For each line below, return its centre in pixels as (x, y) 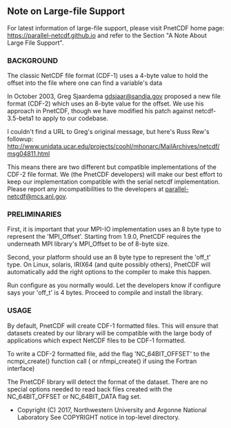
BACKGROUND (33, 60)
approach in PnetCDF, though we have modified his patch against (100, 111)
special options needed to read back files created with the (90, 389)
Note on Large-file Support (66, 11)
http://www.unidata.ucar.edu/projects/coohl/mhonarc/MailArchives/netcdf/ (113, 146)
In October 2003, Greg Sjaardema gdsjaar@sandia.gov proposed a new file (114, 97)
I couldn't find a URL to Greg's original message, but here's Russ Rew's (108, 132)
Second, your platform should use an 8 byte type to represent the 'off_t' (109, 257)
